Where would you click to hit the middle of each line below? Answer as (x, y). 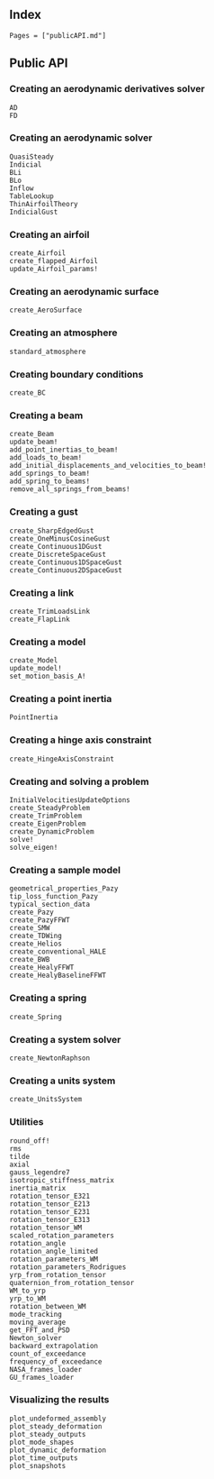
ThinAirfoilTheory (44, 204)
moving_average (38, 1322)
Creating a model (48, 642)
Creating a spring (48, 998)
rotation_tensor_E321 (50, 1196)
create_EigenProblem (48, 824)
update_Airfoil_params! (54, 269)
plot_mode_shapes (42, 1442)
